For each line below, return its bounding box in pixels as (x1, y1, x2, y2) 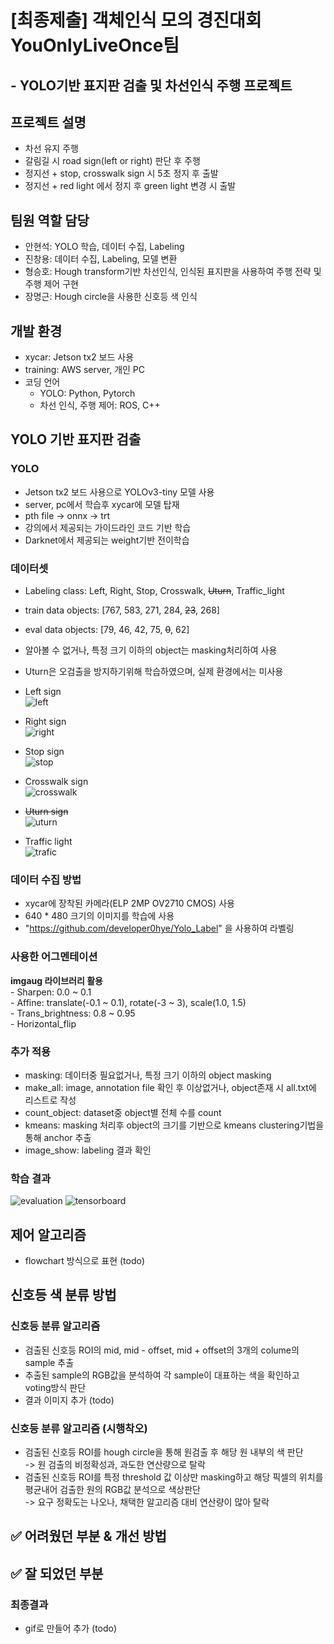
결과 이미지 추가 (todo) (24, 1394, 115, 1406)
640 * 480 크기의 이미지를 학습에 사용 (24, 910, 175, 922)
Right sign (24, 716, 67, 727)
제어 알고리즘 (10, 1226, 87, 1243)
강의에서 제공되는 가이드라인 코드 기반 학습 (24, 521, 192, 533)
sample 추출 (24, 1356, 75, 1368)
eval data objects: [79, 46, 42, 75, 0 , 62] (24, 624, 190, 635)
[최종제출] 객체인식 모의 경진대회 (10, 9, 262, 32)
